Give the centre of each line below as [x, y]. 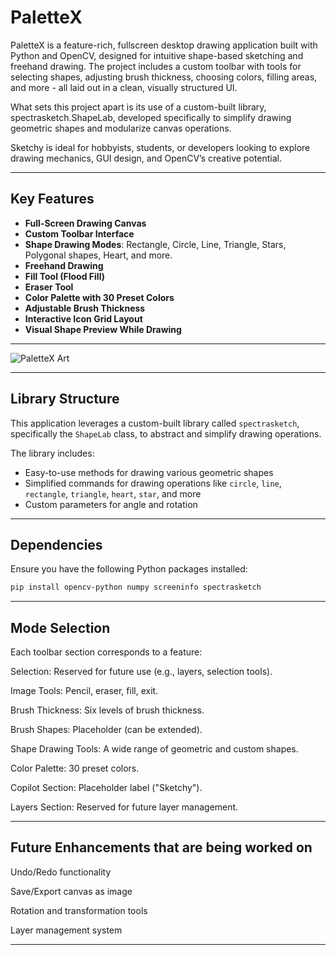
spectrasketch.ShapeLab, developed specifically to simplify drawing [151, 117]
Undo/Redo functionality [61, 872]
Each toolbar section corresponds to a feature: [106, 652]
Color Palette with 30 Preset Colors [99, 297]
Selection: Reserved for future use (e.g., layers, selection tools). [141, 672]
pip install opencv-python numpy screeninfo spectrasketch [136, 587]
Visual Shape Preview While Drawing [103, 329]
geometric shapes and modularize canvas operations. [121, 128]
